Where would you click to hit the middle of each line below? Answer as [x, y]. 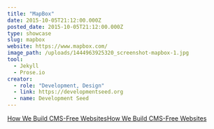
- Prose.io [29, 72]
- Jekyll [26, 66]
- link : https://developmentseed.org [69, 92]
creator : [20, 79]
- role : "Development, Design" [59, 86]
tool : [15, 60]
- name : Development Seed [51, 99]
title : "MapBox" [31, 14]
